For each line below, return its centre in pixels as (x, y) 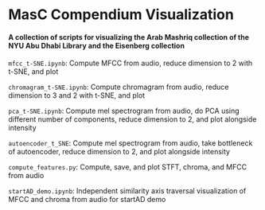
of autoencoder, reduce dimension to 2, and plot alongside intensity (119, 152)
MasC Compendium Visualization (121, 15)
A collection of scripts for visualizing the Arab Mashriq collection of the (129, 37)
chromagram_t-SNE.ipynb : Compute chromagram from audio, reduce (119, 87)
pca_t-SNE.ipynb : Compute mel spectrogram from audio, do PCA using (124, 111)
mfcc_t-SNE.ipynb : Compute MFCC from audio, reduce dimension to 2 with (131, 63)
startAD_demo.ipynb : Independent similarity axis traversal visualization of (127, 191)
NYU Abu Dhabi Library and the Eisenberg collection (97, 45)
